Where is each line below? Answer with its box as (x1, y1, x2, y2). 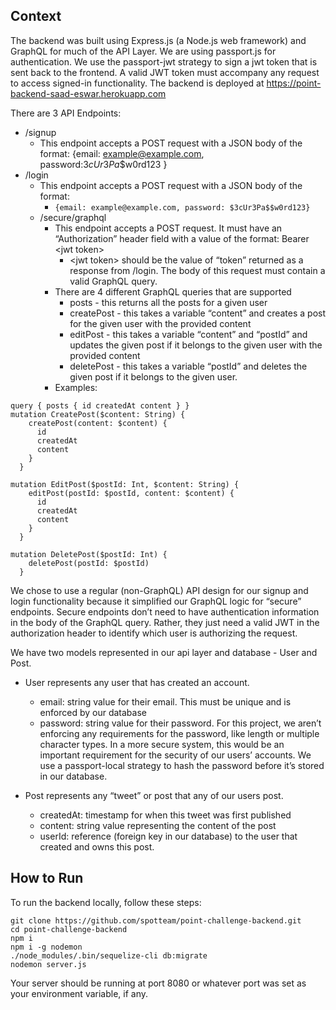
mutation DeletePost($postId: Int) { (10, 549, 168, 559)
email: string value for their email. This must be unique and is (39, 695, 292, 708)
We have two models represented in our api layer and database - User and (10, 646, 318, 658)
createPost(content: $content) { (28, 418, 168, 428)
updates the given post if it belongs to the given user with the (69, 339, 323, 351)
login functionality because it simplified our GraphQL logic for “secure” (10, 595, 302, 607)
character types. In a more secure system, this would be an (39, 738, 285, 750)
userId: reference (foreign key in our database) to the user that (39, 830, 298, 842)
